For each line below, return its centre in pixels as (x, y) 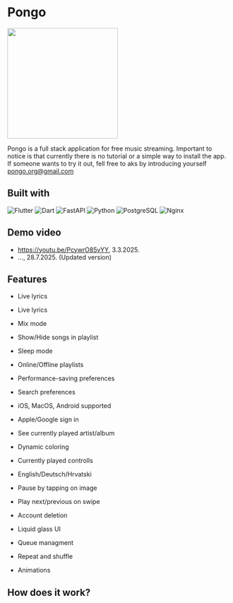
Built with (29, 193)
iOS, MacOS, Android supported (64, 406)
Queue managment (46, 543)
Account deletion (42, 515)
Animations (34, 570)
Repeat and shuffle (45, 556)
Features (27, 279)
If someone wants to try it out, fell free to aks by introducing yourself (107, 163)
